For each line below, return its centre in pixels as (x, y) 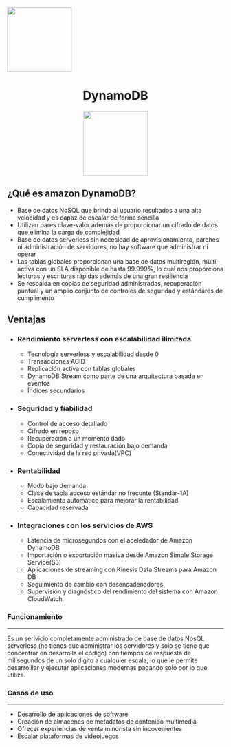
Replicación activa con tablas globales (81, 369)
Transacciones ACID (56, 361)
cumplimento (36, 298)
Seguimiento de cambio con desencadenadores (95, 585)
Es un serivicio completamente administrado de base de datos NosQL (106, 638)
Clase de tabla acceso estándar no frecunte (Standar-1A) (108, 493)
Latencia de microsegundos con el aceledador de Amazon (110, 540)
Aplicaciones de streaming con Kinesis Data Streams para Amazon (122, 570)
